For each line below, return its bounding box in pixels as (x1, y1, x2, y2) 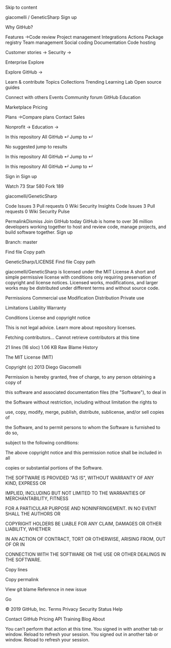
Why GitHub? (5, 24, 33, 30)
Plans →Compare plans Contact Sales (5, 114, 85, 120)
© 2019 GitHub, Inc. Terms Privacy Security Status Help (5, 606, 123, 612)
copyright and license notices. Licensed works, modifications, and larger (5, 280, 158, 285)
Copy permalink (5, 577, 39, 582)
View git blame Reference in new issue (5, 586, 87, 592)
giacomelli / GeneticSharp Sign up (5, 14, 77, 20)
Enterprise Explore (5, 59, 44, 65)
